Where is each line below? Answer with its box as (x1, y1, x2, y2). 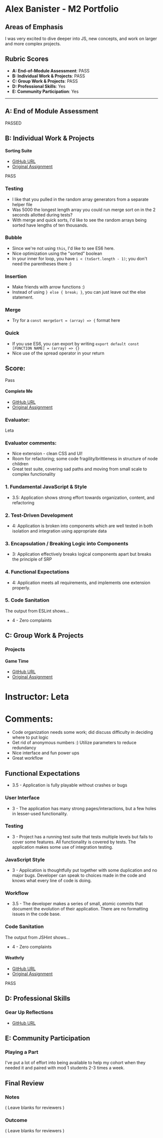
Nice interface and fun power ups (12, 750, 80, 756)
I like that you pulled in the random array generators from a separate (12, 196, 149, 202)
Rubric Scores (5, 55, 49, 63)
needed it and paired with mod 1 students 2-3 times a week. (5, 1065, 125, 1071)
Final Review (5, 1079, 44, 1087)
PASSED (5, 120, 22, 126)
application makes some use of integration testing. (12, 844, 113, 850)
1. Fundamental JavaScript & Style (5, 483, 87, 490)
